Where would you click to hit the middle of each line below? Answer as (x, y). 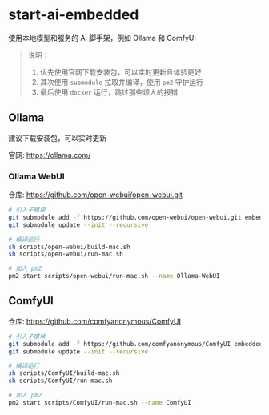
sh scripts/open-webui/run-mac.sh (66, 254)
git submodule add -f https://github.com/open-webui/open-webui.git (125, 217)
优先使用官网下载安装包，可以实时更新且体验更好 (120, 72)
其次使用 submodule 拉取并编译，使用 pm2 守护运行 (122, 82)
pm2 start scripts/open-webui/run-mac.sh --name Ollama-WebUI (114, 276)
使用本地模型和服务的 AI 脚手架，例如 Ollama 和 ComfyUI (102, 38)
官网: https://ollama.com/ (50, 155)
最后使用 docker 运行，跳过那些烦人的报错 (109, 92)
